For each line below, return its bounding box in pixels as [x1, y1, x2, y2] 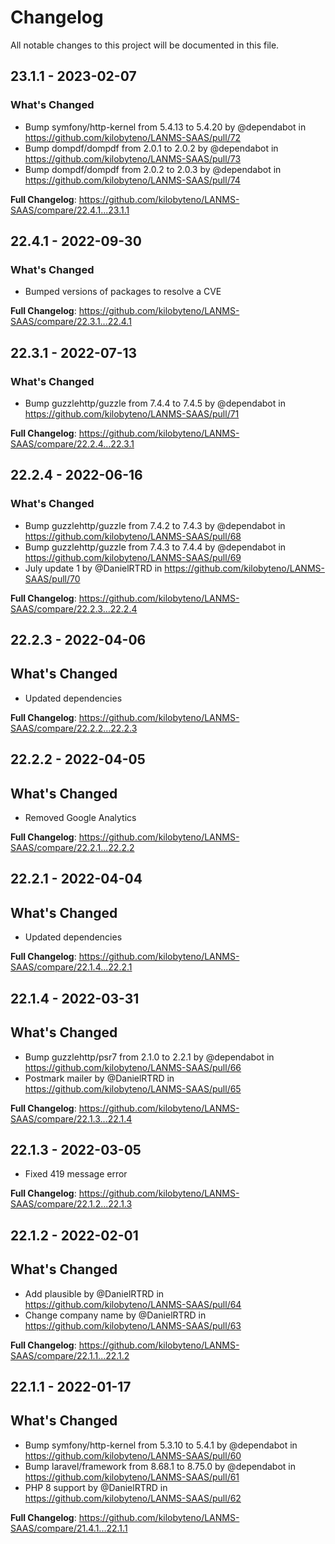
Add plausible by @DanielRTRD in [24, 1287, 165, 1300]
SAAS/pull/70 [24, 572, 81, 585]
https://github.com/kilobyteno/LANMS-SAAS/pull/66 [24, 1061, 242, 1073]
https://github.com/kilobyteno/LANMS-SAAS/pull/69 [24, 551, 242, 563]
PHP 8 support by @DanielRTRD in [24, 1481, 168, 1493]
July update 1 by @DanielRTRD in [24, 562, 163, 574]
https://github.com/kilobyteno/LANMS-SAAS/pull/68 [24, 530, 242, 542]
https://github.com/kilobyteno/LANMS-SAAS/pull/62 [24, 1492, 242, 1504]
